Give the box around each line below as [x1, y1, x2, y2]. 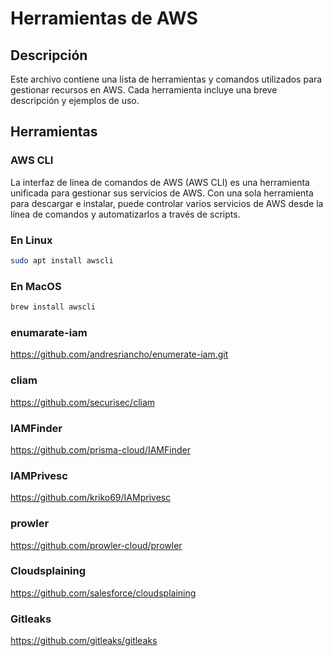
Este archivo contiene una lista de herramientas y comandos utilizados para [10, 73, 323, 85]
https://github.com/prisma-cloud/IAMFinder [10, 443, 191, 456]
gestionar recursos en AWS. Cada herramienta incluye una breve [10, 84, 278, 96]
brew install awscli [10, 302, 97, 312]
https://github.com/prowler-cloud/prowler [10, 539, 183, 551]
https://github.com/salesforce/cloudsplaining [10, 587, 197, 599]
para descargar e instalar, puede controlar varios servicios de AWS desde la [10, 197, 324, 209]
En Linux [10, 233, 53, 247]
